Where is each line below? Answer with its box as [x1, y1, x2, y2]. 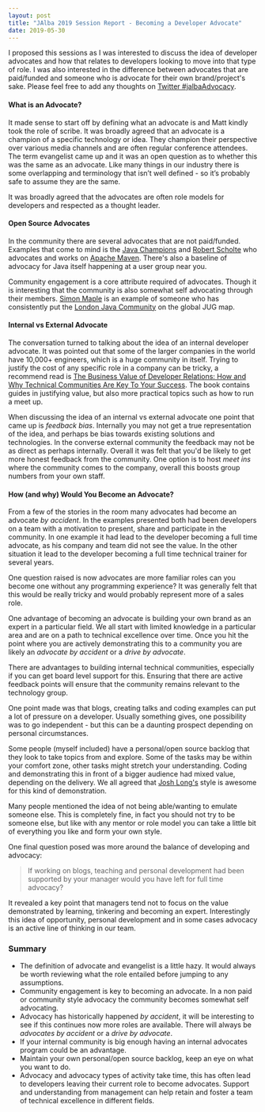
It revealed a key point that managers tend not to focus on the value [8, 898, 229, 908]
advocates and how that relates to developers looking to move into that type [8, 56, 256, 66]
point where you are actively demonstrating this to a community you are [8, 639, 243, 649]
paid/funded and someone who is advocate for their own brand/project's [8, 73, 246, 83]
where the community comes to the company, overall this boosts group [8, 462, 240, 472]
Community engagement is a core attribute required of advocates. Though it [8, 277, 257, 286]
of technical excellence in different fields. [19, 1096, 155, 1106]
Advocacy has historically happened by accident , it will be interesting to [19, 1012, 255, 1022]
